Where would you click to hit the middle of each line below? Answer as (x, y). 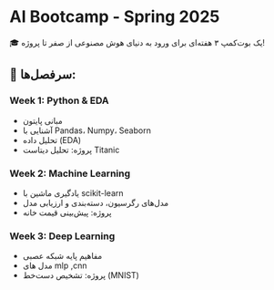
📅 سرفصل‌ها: (43, 75)
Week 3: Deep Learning (62, 236)
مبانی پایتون (43, 120)
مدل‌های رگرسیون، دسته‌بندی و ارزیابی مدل (96, 202)
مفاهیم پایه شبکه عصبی (62, 256)
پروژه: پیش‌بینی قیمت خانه (67, 212)
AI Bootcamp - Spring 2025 (115, 17)
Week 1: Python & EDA (59, 100)
